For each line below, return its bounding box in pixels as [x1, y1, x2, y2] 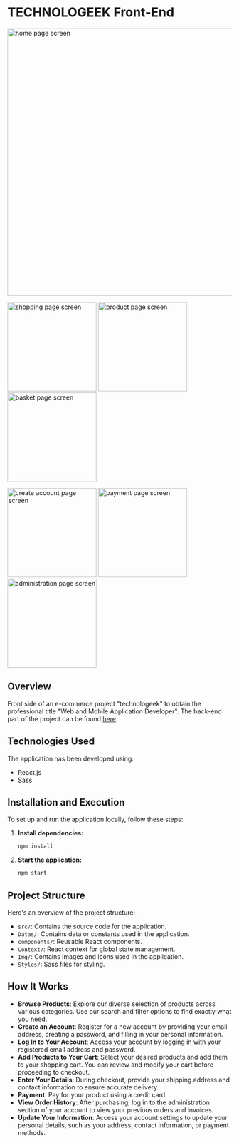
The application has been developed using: [7, 754, 134, 763]
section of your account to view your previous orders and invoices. [17, 1105, 214, 1114]
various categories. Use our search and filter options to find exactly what [17, 1007, 232, 1015]
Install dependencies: [17, 829, 84, 838]
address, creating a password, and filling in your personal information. [17, 1030, 223, 1038]
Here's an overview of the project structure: [7, 908, 136, 917]
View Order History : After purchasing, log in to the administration [17, 1098, 210, 1107]
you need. [17, 1015, 48, 1023]
